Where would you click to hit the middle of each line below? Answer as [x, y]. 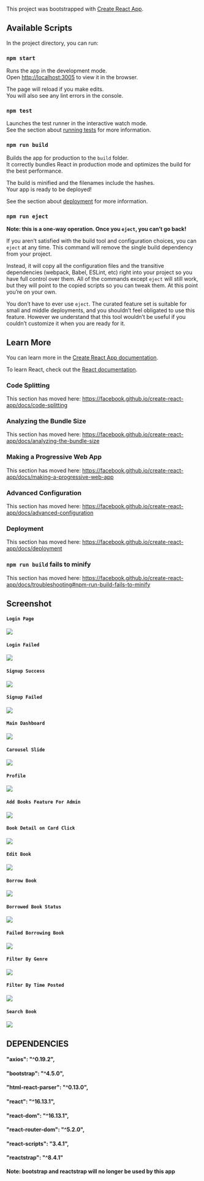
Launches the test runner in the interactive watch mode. [77, 124]
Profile [16, 776]
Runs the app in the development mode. [57, 71]
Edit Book [19, 854]
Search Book [21, 1011]
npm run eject [27, 216]
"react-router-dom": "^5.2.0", [45, 1129]
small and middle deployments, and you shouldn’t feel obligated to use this [100, 310]
